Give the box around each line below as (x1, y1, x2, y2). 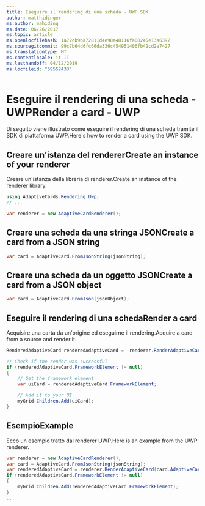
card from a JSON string (6, 237, 100, 248)
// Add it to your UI (17, 392, 72, 398)
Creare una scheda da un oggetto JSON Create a (6, 270, 193, 280)
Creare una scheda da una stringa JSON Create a (6, 228, 195, 238)
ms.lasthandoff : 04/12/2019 (6, 60, 78, 66)
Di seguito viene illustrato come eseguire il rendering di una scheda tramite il (6, 125, 199, 133)
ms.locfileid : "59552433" (6, 65, 72, 72)
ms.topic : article (6, 32, 53, 38)
